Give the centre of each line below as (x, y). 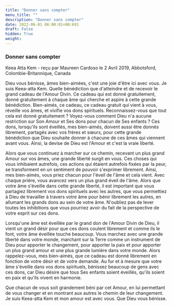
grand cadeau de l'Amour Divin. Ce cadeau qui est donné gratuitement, (81, 94)
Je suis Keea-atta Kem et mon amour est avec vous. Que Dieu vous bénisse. (86, 299)
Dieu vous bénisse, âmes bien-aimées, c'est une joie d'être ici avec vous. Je (86, 83)
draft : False (19, 29)
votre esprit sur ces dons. (33, 213)
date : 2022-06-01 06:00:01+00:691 (42, 24)
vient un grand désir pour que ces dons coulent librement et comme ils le (83, 228)
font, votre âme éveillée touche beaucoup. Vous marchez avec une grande (84, 234)
